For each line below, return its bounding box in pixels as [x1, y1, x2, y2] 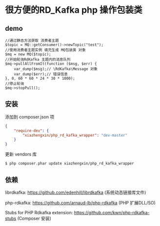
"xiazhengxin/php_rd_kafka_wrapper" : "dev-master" [22, 133, 128, 137]
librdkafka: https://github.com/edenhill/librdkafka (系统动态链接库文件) [5, 189, 146, 195]
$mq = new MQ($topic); [5, 52, 51, 57]
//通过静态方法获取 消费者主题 [5, 38, 60, 43]
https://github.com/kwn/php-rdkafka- [74, 210, 150, 215]
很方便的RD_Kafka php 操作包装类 [5, 4, 142, 16]
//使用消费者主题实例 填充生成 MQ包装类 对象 [5, 47, 86, 52]
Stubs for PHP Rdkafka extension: [5, 210, 73, 215]
